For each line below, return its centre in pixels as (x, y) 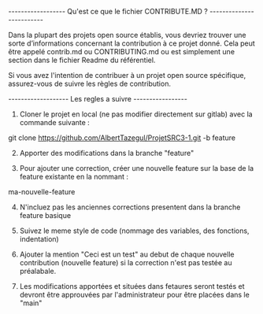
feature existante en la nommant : (74, 177)
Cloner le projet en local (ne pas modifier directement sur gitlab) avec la (136, 114)
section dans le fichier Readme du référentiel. (82, 60)
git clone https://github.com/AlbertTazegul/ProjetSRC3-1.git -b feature (122, 138)
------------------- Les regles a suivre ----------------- (98, 99)
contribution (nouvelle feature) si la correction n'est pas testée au (126, 262)
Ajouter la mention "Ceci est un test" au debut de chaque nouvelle (127, 254)
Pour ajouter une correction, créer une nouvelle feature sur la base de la (137, 168)
